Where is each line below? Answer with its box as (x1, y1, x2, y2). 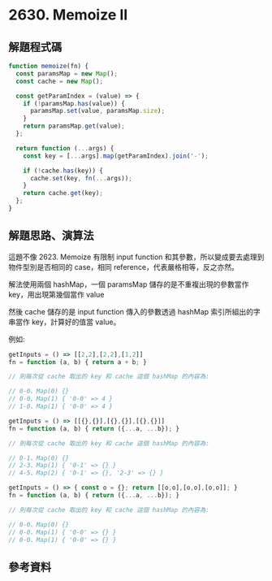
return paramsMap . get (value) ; (23, 122, 126, 131)
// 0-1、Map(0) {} (8, 453, 70, 462)
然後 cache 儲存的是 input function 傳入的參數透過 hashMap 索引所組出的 (8, 306, 254, 316)
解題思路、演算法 (8, 229, 94, 243)
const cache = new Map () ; (15, 77, 104, 85)
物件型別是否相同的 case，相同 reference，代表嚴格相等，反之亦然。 (8, 262, 240, 271)
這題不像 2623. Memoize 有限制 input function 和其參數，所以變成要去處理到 (8, 252, 265, 262)
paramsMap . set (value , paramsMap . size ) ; (29, 107, 165, 115)
